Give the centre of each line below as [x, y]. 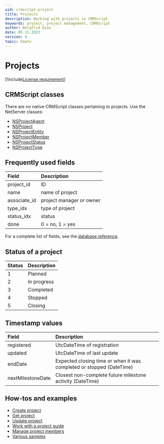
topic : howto [18, 42]
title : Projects [21, 14]
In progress [41, 282]
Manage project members [38, 431]
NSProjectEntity [28, 131]
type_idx [17, 209]
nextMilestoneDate [29, 378]
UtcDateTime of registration [87, 345]
